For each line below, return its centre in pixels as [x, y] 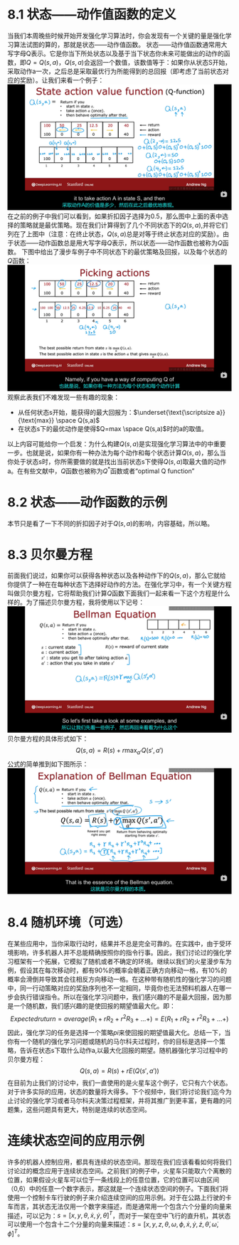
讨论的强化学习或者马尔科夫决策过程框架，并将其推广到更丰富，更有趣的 [119, 1101]
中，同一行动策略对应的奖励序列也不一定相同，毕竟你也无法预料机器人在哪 [116, 988]
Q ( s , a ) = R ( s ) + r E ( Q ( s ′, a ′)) [119, 1071]
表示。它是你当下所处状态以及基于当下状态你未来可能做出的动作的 [127, 53]
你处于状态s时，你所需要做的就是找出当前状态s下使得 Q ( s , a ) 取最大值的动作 [117, 461]
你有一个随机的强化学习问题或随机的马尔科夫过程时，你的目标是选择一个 [113, 1041]
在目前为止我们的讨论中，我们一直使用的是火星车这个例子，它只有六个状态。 [119, 1083]
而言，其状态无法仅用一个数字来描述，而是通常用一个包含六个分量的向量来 [122, 1206]
